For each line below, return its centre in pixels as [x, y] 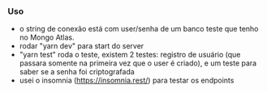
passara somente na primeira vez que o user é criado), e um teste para [138, 63]
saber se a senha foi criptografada [77, 72]
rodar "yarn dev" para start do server [82, 46]
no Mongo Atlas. [47, 37]
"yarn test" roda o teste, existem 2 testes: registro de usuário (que [130, 55]
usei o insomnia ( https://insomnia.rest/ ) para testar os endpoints [127, 80]
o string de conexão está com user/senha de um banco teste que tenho [139, 29]
